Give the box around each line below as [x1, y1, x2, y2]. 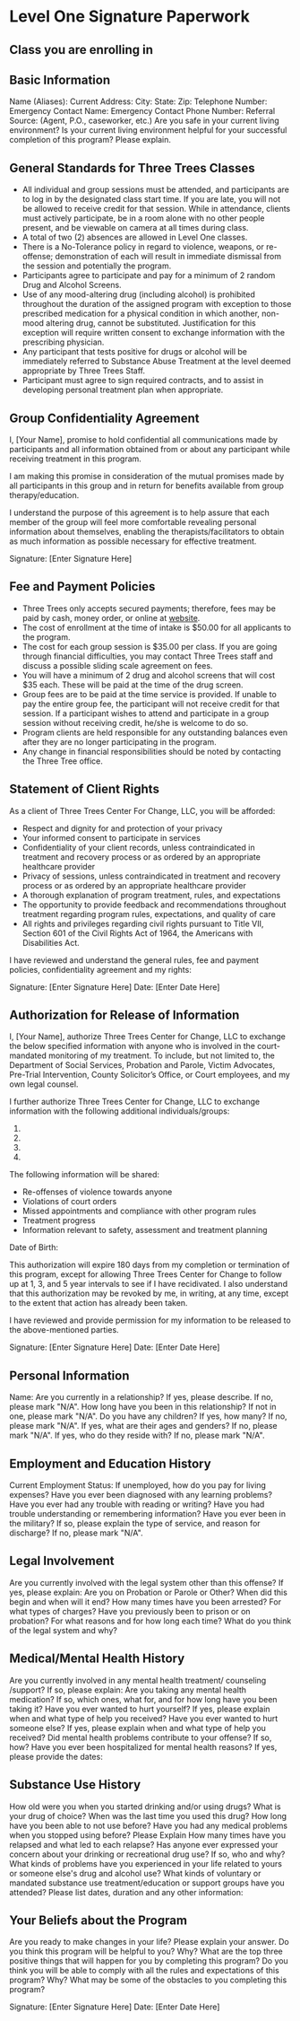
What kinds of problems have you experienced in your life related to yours [9, 1858, 282, 1868]
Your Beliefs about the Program [9, 1912, 188, 1928]
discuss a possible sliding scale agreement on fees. [21, 660, 213, 670]
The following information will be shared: [9, 1169, 159, 1180]
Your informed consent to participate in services [21, 832, 201, 843]
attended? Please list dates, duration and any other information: [9, 1886, 244, 1897]
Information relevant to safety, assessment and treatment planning [21, 1225, 268, 1236]
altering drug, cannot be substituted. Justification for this [46, 318, 257, 328]
